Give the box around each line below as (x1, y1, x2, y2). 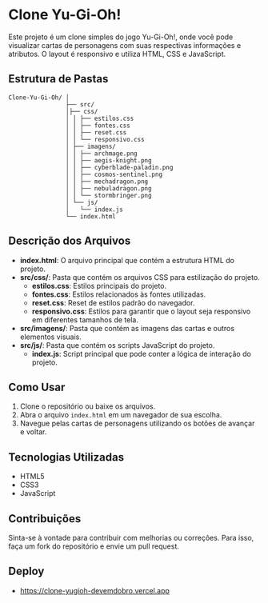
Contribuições (8, 512, 82, 525)
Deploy (8, 565, 45, 578)
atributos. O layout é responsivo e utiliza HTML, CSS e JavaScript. (8, 49, 226, 58)
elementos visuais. (19, 332, 82, 341)
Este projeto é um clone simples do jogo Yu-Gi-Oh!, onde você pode (8, 32, 234, 42)
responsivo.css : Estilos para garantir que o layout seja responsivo (31, 306, 251, 316)
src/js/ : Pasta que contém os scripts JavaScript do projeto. (19, 340, 215, 349)
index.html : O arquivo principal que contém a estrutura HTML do (19, 255, 234, 265)
